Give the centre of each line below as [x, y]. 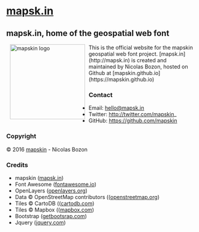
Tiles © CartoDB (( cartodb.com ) [55, 203]
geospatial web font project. [123, 54]
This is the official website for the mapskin [141, 47]
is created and [149, 60]
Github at [100, 73]
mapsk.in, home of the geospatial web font [88, 33]
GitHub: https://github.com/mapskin [133, 120]
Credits [17, 165]
